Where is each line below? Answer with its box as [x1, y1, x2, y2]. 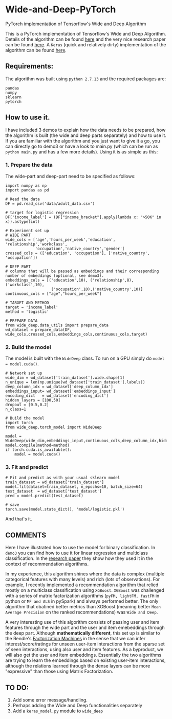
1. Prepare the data [5, 161, 53, 168]
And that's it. [5, 516, 32, 522]
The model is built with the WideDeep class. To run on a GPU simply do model [5, 355, 165, 361]
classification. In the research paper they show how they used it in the [5, 555, 154, 562]
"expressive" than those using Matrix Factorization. [5, 668, 114, 675]
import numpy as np [5, 183, 47, 188]
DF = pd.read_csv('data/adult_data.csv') [5, 201, 95, 206]
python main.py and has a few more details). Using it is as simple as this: [5, 148, 158, 155]
